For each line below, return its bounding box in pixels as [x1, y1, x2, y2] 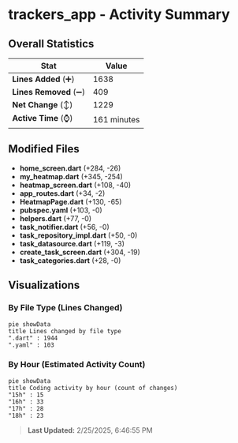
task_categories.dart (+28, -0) [19, 255, 121, 265]
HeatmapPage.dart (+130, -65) [19, 197, 122, 206]
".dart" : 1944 [8, 334, 58, 342]
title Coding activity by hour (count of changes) [8, 384, 178, 392]
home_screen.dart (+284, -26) [19, 163, 121, 173]
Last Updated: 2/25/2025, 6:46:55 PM [27, 425, 153, 435]
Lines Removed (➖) [12, 87, 85, 97]
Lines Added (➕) [12, 73, 75, 84]
